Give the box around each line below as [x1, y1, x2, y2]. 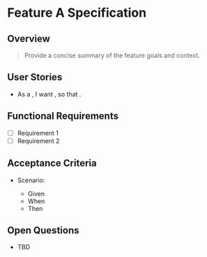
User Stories [7, 71, 63, 83]
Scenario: [17, 176, 45, 184]
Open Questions [7, 224, 79, 236]
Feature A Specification [7, 5, 147, 21]
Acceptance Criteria [7, 157, 97, 169]
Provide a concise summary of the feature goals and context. [24, 51, 200, 59]
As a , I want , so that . [17, 89, 82, 98]
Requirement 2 [17, 136, 60, 145]
